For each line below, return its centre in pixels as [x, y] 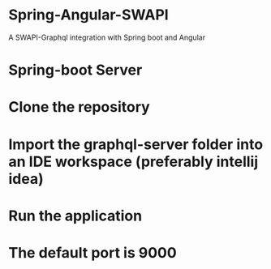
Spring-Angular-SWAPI [88, 15]
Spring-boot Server [75, 70]
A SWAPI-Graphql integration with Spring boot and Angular [107, 37]
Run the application [75, 216]
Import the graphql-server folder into [136, 144]
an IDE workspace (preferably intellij [133, 162]
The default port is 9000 [92, 252]
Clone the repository [79, 107]
